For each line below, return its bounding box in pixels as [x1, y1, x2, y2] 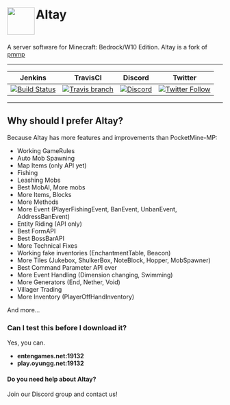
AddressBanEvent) [16, 212, 71, 220]
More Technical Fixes [16, 241, 77, 250]
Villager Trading [16, 285, 62, 293]
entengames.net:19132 [16, 352, 84, 360]
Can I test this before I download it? [7, 323, 127, 332]
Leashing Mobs [16, 176, 61, 184]
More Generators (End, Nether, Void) [16, 278, 121, 286]
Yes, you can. [7, 338, 46, 347]
